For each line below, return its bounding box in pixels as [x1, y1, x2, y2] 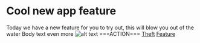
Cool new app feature [6, 4, 117, 18]
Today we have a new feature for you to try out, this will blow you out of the [6, 24, 195, 31]
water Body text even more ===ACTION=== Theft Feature [6, 30, 176, 37]
